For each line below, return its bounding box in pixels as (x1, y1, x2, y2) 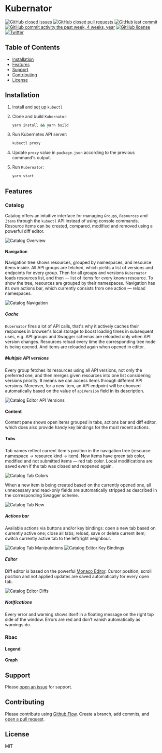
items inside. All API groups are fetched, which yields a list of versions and (5, 265, 153, 271)
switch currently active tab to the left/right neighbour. (5, 535, 111, 542)
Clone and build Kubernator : (12, 113, 68, 119)
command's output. (12, 155, 51, 161)
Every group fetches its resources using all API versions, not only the (5, 367, 143, 373)
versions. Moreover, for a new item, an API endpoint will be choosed (5, 383, 141, 389)
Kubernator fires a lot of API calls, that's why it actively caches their (5, 324, 139, 329)
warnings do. (5, 622, 31, 628)
